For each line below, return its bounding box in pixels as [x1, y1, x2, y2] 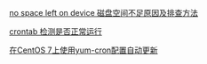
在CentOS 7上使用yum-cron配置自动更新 [9, 45, 158, 55]
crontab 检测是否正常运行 [9, 26, 102, 37]
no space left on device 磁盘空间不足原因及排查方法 [9, 8, 198, 18]
